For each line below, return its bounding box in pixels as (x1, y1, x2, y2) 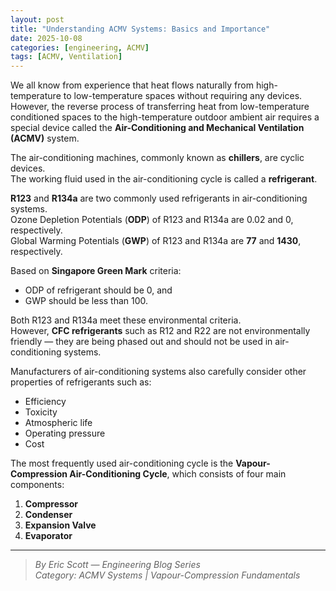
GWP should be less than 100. (24, 295, 149, 307)
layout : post (10, 14, 65, 25)
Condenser (24, 509, 73, 521)
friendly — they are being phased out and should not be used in (10, 336, 273, 348)
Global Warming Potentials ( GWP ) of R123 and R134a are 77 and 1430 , (10, 235, 302, 247)
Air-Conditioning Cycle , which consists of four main (69, 468, 287, 480)
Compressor (24, 498, 79, 510)
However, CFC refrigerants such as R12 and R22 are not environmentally (10, 325, 311, 337)
